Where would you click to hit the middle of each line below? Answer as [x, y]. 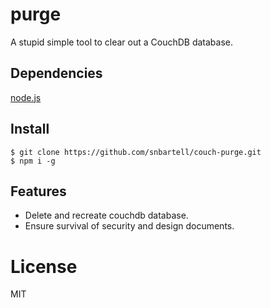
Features [38, 191]
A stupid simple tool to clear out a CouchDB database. [121, 42]
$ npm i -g [33, 161]
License [44, 266]
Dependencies [56, 73]
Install [30, 129]
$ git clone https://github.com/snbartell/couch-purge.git [136, 152]
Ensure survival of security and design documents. [129, 226]
